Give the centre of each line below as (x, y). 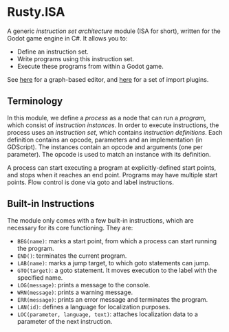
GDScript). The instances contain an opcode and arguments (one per (105, 147)
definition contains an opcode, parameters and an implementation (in (105, 140)
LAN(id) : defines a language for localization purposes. (94, 307)
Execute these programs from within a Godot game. (90, 66)
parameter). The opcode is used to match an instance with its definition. (109, 154)
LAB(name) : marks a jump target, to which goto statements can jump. (113, 263)
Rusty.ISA (36, 12)
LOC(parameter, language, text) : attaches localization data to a (107, 314)
